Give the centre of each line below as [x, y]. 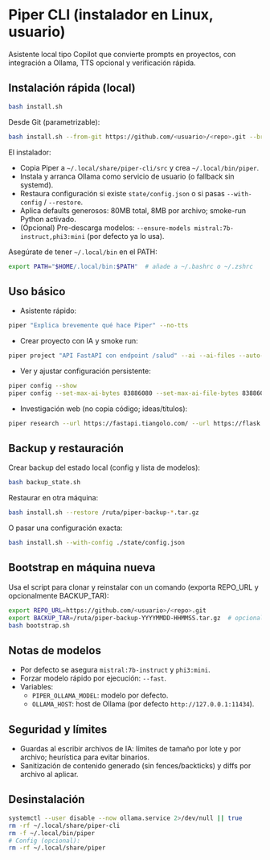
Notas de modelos [55, 650]
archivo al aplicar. [49, 775]
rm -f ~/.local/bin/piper [51, 833]
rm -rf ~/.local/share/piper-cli [64, 825]
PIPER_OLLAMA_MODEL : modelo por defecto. [100, 695]
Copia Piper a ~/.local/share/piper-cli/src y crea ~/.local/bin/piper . [139, 167]
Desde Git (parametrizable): [54, 121]
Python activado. [48, 219]
